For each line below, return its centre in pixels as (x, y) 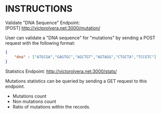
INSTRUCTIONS (39, 9)
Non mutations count (34, 101)
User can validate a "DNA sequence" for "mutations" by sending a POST (80, 38)
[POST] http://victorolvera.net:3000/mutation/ (53, 28)
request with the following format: (40, 43)
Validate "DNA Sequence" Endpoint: (43, 23)
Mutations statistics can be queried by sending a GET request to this (76, 81)
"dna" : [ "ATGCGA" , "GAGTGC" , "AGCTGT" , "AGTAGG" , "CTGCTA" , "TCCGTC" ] (85, 57)
